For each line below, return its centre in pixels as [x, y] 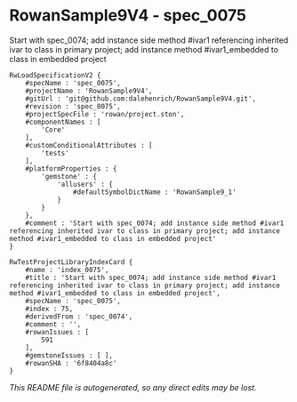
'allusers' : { [85, 184]
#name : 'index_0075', [67, 269]
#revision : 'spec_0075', [73, 106]
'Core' [53, 130]
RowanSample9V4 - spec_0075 [128, 16]
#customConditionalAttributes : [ [89, 145]
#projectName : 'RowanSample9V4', [89, 91]
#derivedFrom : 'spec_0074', [79, 317]
